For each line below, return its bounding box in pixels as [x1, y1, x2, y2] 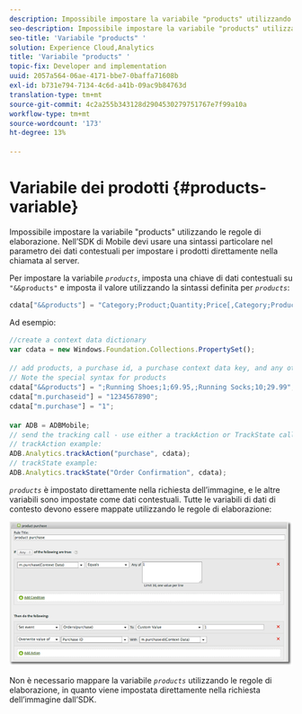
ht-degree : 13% [9, 129, 67, 138]
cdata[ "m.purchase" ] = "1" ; [9, 401, 115, 411]
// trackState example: [9, 459, 99, 468]
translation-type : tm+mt [9, 90, 102, 99]
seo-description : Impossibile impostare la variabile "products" [9, 23, 259, 33]
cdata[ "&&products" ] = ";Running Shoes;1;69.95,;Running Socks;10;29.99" [9, 383, 292, 392]
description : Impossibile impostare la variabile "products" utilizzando [9, 14, 292, 23]
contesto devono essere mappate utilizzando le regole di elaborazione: [9, 504, 272, 514]
